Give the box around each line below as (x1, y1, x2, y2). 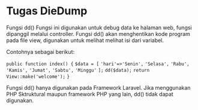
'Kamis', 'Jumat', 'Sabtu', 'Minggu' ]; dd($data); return (6, 67, 150, 73)
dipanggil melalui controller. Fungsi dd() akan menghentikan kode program (6, 30, 191, 37)
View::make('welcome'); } (6, 74, 70, 80)
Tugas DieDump (6, 4, 88, 18)
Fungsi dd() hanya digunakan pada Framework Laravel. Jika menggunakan (6, 84, 191, 91)
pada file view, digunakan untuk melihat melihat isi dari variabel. (6, 36, 164, 44)
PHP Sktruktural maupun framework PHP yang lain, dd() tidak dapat (6, 90, 174, 97)
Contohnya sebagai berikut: (6, 48, 75, 55)
